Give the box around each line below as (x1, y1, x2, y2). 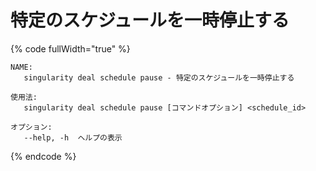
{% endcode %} (10, 150, 77, 162)
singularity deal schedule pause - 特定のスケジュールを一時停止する (23, 72, 295, 83)
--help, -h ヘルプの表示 (23, 132, 123, 143)
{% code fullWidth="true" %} (10, 42, 131, 55)
